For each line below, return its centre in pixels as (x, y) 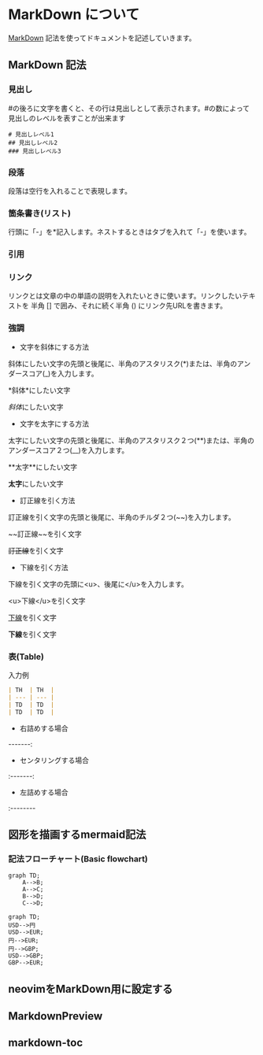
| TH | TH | (31, 690)
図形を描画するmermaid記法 (77, 834)
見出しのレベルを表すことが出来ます (67, 118)
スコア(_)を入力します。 (60, 373)
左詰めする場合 (44, 792)
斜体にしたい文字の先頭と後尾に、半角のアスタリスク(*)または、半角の (123, 363)
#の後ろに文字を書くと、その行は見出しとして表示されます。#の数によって (129, 108)
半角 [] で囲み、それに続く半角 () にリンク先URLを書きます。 (129, 305)
